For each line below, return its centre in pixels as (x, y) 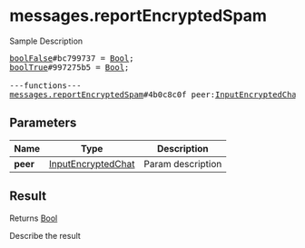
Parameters (43, 123)
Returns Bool (34, 218)
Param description (183, 164)
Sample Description (46, 41)
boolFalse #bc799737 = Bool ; (72, 58)
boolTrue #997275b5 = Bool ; (69, 67)
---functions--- (45, 85)
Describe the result (45, 235)
